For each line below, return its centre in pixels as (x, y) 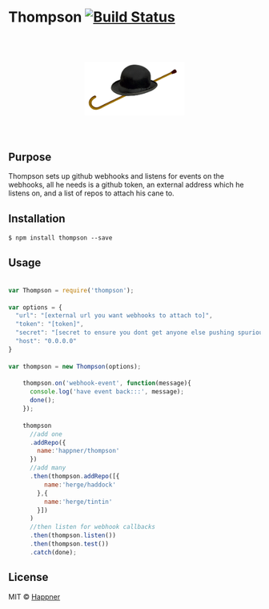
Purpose (30, 157)
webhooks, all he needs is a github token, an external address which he (126, 185)
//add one (46, 434)
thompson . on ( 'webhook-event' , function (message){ (107, 383)
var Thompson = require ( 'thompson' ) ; (71, 290)
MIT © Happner (34, 596)
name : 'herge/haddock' (80, 485)
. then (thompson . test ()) (69, 544)
